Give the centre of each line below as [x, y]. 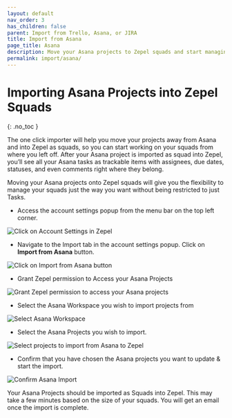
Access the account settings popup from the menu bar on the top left [116, 210]
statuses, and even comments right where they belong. [86, 169]
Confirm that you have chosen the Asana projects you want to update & [119, 359]
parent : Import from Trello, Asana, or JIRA [72, 33]
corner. [27, 217]
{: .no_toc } [23, 126]
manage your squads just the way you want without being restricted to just [113, 190]
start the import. [40, 366]
